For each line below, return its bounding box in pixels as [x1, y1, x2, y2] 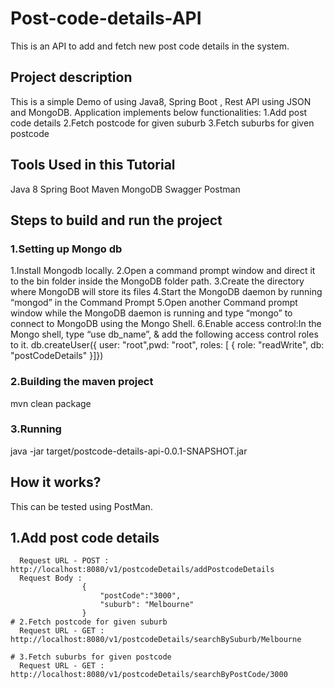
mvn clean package [10, 397, 92, 409]
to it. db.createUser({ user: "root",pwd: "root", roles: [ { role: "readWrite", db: [10, 339, 325, 351]
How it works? [10, 474, 102, 491]
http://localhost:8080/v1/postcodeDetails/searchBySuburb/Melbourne [10, 635, 302, 645]
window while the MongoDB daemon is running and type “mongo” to [10, 307, 293, 319]
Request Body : [19, 573, 83, 584]
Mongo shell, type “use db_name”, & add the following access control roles [10, 328, 319, 341]
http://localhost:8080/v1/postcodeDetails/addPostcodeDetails [10, 565, 275, 575]
